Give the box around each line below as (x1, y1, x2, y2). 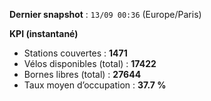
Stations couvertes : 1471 (23, 47, 128, 59)
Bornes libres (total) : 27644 (23, 69, 142, 80)
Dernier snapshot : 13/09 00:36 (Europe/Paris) (9, 9, 202, 20)
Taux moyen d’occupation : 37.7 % (23, 79, 167, 91)
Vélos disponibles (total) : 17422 (23, 58, 157, 69)
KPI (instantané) (9, 28, 79, 39)
